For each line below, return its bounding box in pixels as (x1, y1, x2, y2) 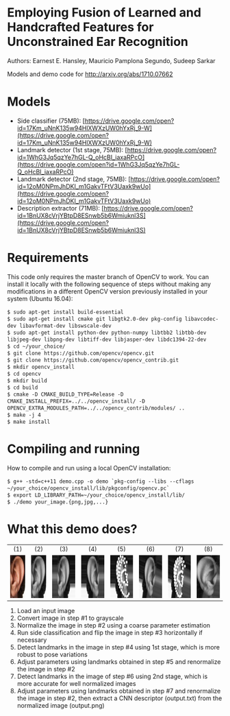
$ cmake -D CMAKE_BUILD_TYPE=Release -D (7, 391, 125, 398)
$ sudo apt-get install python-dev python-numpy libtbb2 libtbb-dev (7, 329, 207, 336)
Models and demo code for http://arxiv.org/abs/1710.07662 (7, 70, 173, 78)
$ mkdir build (7, 377, 48, 384)
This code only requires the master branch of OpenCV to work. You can (7, 272, 209, 281)
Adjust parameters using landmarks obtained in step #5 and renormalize (16, 658, 221, 666)
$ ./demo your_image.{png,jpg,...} (7, 499, 109, 505)
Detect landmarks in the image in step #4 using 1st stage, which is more (16, 643, 220, 652)
